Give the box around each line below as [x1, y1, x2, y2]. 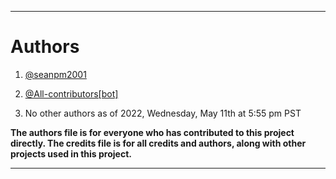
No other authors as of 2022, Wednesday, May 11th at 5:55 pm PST [24, 107, 302, 119]
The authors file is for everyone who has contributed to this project [10, 126, 295, 138]
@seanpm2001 [24, 68, 87, 80]
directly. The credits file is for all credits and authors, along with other [10, 137, 307, 149]
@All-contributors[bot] [24, 87, 119, 100]
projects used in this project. [10, 147, 132, 160]
